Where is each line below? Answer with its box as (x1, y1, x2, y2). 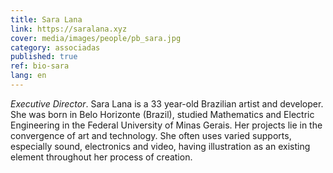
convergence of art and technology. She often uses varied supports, (10, 129, 292, 141)
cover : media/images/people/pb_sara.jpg (10, 33, 182, 43)
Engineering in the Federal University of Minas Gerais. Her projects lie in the (10, 119, 323, 131)
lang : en (10, 71, 47, 81)
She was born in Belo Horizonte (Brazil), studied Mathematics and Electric (10, 108, 315, 120)
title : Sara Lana (10, 14, 83, 25)
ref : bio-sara (10, 61, 70, 71)
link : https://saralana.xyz (10, 24, 128, 34)
